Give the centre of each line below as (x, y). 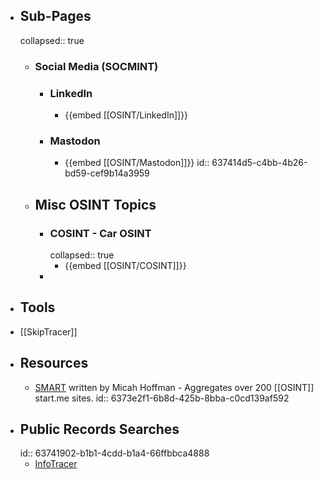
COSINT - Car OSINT (100, 233)
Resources (54, 363)
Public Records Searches (99, 429)
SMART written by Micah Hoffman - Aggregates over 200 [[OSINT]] (174, 387)
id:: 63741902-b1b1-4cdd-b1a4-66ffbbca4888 (114, 453)
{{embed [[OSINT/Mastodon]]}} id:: (137, 163)
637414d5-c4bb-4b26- (259, 163)
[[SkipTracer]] (48, 331)
